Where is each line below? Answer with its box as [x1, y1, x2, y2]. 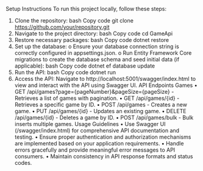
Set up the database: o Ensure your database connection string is [14, 43, 179, 50]
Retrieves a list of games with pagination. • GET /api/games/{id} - [14, 94, 180, 102]
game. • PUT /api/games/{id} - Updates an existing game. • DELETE [14, 108, 187, 114]
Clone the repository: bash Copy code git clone [14, 17, 134, 24]
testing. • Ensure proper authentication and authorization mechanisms [14, 133, 191, 141]
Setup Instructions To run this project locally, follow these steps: [5, 5, 167, 12]
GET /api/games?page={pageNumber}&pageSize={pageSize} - [14, 88, 174, 95]
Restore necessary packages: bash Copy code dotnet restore [14, 37, 169, 43]
